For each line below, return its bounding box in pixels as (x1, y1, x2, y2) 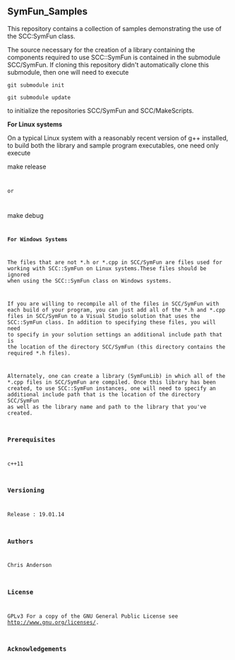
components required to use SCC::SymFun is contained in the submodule (7, 53, 221, 61)
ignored (7, 271, 30, 279)
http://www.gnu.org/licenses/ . (7, 618, 100, 626)
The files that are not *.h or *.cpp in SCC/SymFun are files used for (7, 259, 222, 267)
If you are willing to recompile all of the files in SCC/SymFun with (7, 300, 219, 307)
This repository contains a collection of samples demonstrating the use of (7, 24, 222, 32)
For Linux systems (7, 120, 63, 128)
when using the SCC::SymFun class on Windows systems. (7, 278, 172, 285)
